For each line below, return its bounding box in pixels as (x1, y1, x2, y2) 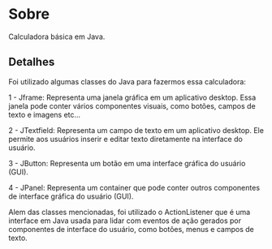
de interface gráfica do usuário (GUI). (8, 191, 134, 201)
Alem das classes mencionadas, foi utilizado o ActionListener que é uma (8, 207, 251, 217)
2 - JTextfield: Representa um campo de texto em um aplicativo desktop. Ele (8, 125, 264, 135)
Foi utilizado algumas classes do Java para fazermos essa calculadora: (8, 76, 246, 86)
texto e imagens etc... (8, 109, 81, 119)
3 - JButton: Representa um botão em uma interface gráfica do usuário (8, 158, 246, 168)
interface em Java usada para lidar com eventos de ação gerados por (8, 216, 242, 225)
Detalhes (8, 55, 55, 69)
